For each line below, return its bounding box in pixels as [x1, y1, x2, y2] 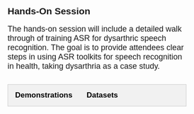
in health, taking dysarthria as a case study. [7, 61, 160, 71]
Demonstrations [15, 90, 73, 100]
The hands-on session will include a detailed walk [7, 24, 182, 34]
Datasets [86, 90, 118, 100]
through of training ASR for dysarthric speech [7, 33, 167, 43]
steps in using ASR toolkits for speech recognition [7, 52, 183, 62]
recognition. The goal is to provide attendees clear [7, 42, 184, 52]
